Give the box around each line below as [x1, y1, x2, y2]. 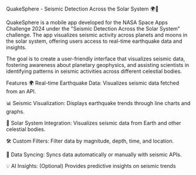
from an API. [6, 88, 36, 95]
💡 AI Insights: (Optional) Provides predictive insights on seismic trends [6, 163, 176, 169]
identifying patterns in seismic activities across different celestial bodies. [6, 68, 182, 75]
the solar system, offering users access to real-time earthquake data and [6, 38, 183, 45]
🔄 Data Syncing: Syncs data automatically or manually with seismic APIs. [6, 151, 182, 158]
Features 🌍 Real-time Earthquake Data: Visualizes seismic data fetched [6, 79, 180, 86]
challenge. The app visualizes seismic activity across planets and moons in [6, 32, 188, 38]
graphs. [6, 108, 25, 115]
